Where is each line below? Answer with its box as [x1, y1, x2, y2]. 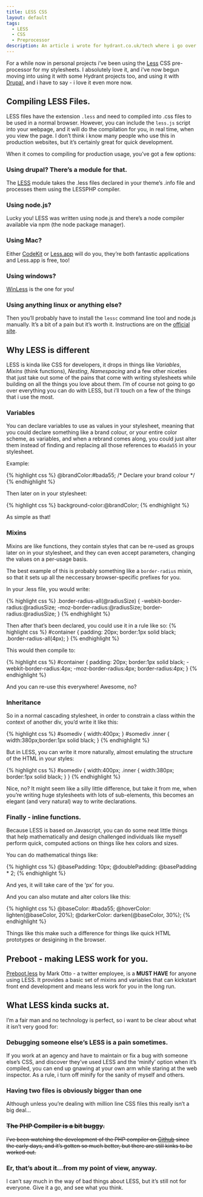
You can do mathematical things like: [6, 851, 98, 859]
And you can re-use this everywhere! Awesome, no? [6, 683, 137, 690]
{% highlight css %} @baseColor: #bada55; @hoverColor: [6, 905, 151, 912]
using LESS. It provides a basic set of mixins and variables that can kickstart [6, 976, 197, 983]
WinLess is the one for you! [6, 285, 75, 292]
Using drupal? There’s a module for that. [6, 165, 127, 174]
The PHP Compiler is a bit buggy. [6, 1122, 105, 1130]
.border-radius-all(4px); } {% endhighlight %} [6, 634, 120, 642]
